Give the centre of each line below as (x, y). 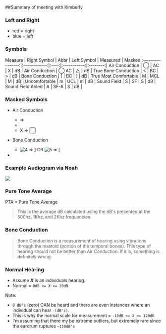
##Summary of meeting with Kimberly (44, 7)
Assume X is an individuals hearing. (49, 280)
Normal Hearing (25, 269)
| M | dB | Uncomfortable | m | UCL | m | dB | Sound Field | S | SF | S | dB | (81, 81)
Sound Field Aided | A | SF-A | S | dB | (44, 86)
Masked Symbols (27, 99)
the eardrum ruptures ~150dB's (44, 326)
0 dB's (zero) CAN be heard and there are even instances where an (81, 305)
